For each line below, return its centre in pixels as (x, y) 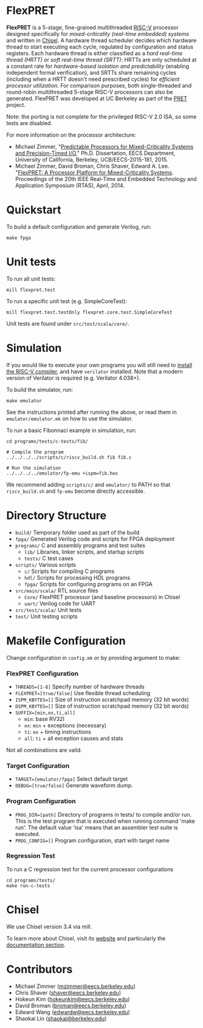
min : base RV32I (44, 719)
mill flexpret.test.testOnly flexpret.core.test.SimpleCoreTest (89, 312)
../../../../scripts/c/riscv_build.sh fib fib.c (69, 457)
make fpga (19, 238)
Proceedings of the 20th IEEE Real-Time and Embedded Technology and (106, 179)
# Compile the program (35, 452)
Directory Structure (57, 516)
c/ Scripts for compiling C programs (69, 571)
